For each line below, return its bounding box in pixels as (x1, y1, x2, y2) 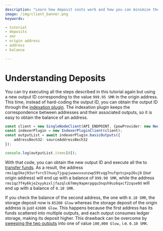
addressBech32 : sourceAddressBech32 (14, 137, 88, 142)
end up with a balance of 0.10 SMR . (5, 185, 75, 191)
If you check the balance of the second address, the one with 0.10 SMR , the (5, 195, 155, 200)
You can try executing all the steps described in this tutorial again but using (5, 88, 156, 95)
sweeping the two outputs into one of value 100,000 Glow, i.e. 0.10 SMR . (5, 220, 148, 226)
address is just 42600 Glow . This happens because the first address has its (5, 205, 153, 211)
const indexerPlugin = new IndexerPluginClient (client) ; (5, 128, 123, 133)
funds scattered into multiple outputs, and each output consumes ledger (5, 210, 150, 216)
